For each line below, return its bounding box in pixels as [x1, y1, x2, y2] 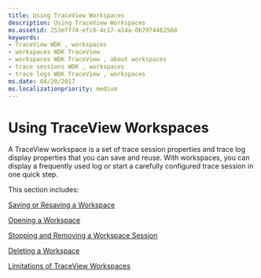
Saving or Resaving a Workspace [8, 200, 116, 209]
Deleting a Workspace [8, 246, 80, 256]
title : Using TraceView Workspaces [8, 11, 125, 20]
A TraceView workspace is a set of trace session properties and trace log [8, 145, 246, 154]
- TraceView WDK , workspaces [8, 41, 108, 49]
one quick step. [8, 170, 59, 180]
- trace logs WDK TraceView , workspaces [8, 70, 146, 78]
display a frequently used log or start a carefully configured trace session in [8, 161, 254, 171]
